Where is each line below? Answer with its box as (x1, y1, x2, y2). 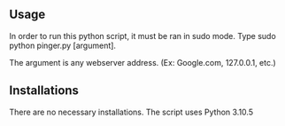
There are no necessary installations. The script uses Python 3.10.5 (9, 106, 254, 117)
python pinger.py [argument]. (9, 40, 117, 51)
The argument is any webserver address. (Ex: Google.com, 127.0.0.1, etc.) (9, 57, 276, 67)
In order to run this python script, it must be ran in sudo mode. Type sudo (9, 30, 276, 41)
